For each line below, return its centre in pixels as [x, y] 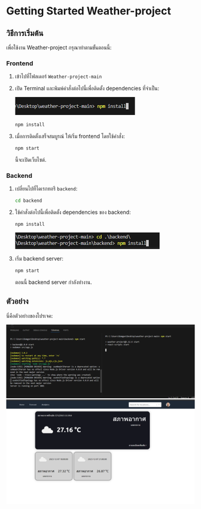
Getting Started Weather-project [89, 11]
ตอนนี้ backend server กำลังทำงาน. [54, 282]
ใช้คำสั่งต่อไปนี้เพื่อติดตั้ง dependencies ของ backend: [73, 212]
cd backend [28, 201]
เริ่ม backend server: [39, 259]
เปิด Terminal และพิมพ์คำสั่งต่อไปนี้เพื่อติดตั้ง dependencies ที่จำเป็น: [87, 89]
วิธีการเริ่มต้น [25, 33]
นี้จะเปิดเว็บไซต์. [31, 160]
